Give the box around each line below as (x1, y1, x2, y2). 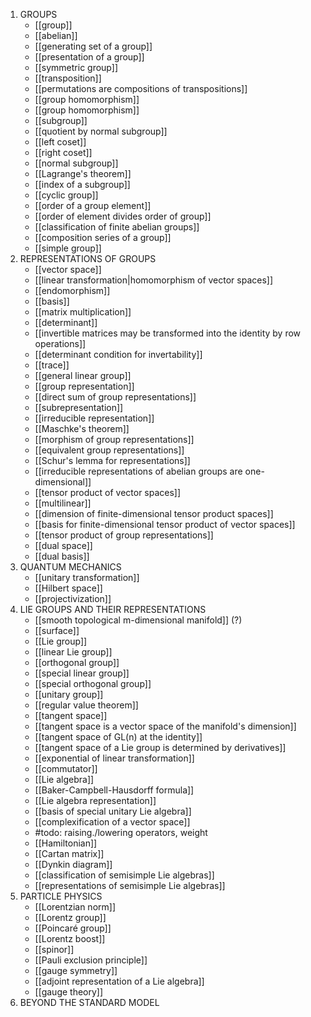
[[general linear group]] (34, 370, 132, 381)
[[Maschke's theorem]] (34, 423, 130, 434)
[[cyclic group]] (34, 189, 99, 201)
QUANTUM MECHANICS (19, 561, 122, 573)
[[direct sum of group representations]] (34, 391, 197, 403)
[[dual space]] (34, 540, 93, 551)
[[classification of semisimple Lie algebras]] (34, 869, 215, 881)
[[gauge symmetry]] (34, 965, 118, 976)
